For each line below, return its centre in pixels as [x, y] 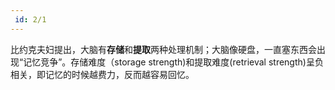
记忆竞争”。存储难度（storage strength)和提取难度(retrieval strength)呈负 [173, 62]
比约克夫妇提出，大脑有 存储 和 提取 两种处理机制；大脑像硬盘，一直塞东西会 [163, 49]
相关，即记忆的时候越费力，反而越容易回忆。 [102, 74]
